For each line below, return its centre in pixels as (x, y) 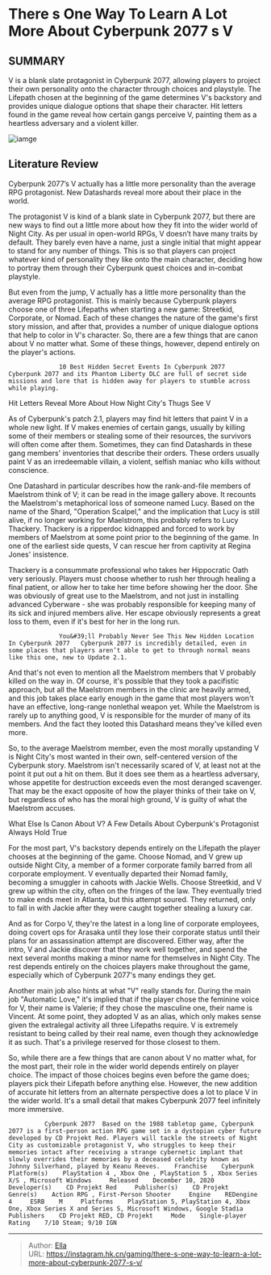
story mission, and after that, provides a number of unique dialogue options (133, 326)
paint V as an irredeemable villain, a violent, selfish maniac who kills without (134, 462)
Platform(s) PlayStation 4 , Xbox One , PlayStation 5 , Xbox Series (133, 1173)
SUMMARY (37, 61)
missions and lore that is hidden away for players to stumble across (129, 381)
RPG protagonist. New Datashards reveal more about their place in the (125, 192)
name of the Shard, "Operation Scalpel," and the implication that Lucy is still (134, 511)
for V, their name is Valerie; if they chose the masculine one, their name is (130, 1007)
